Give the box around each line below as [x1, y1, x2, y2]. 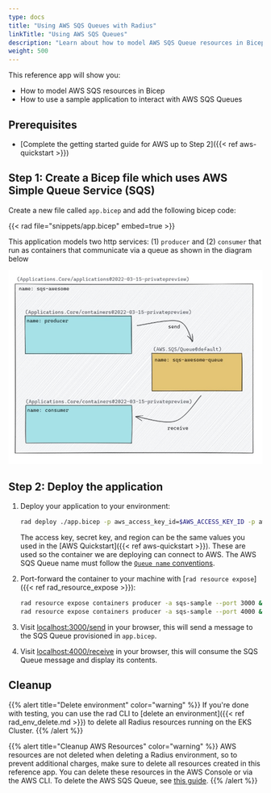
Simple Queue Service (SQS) [8, 184, 156, 198]
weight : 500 [8, 47, 48, 56]
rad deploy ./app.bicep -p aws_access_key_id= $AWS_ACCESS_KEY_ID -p [19, 518, 256, 527]
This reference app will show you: [8, 70, 121, 80]
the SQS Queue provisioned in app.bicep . [19, 631, 157, 640]
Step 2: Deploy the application [8, 480, 164, 493]
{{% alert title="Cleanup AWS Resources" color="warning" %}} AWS [8, 741, 236, 751]
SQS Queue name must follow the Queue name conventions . [19, 558, 215, 569]
